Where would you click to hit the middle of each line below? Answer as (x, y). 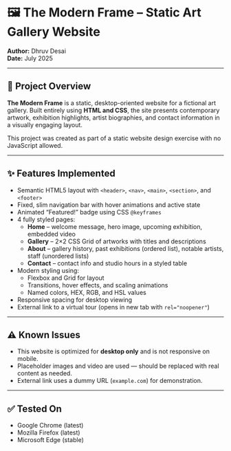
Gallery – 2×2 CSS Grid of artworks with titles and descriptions (117, 241)
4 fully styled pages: (46, 219)
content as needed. (44, 373)
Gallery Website (54, 32)
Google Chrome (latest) (50, 426)
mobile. (28, 359)
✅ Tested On (34, 409)
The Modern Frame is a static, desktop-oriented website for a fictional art (112, 102)
